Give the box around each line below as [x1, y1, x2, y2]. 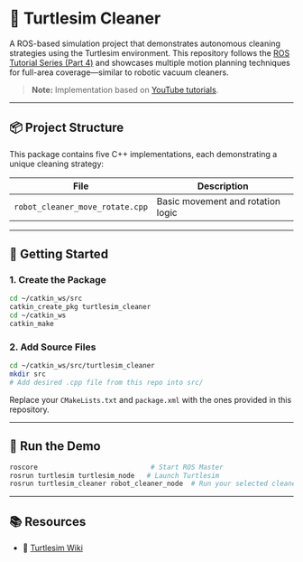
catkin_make [9, 320, 54, 329]
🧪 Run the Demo [9, 438, 101, 454]
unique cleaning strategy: [9, 158, 105, 169]
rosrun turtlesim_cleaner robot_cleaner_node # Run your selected [9, 479, 269, 489]
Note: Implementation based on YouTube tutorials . [31, 84, 219, 95]
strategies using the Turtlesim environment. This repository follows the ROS [9, 47, 290, 58]
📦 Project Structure [9, 120, 124, 136]
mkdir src [9, 370, 47, 379]
